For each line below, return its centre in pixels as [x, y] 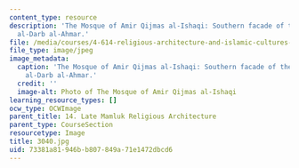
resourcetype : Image [48, 133]
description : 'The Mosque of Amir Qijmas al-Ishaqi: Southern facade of [147, 26]
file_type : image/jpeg [51, 51]
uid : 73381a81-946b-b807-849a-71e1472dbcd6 [91, 149]
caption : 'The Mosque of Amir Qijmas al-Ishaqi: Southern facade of [147, 68]
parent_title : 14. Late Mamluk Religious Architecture [113, 116]
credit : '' [37, 84]
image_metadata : [39, 59]
